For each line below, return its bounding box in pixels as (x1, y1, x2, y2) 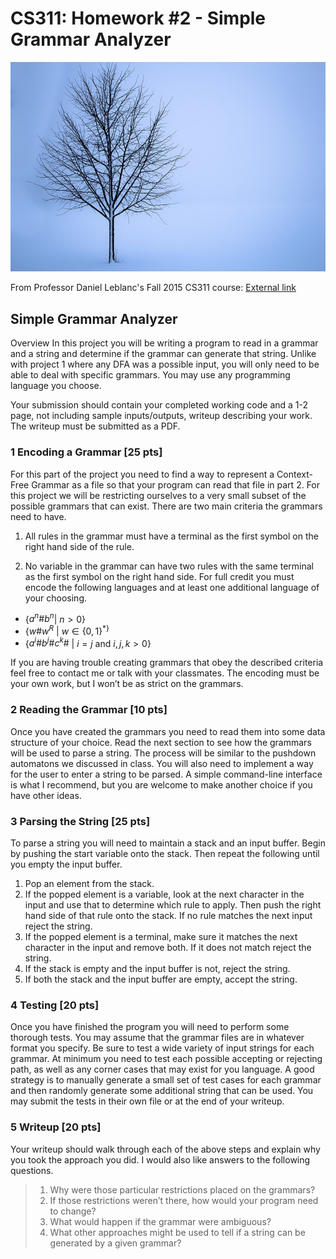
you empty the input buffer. (10, 858, 123, 871)
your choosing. (24, 592, 88, 604)
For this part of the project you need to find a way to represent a (10, 468, 275, 480)
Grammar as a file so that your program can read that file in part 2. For (31, 478, 321, 491)
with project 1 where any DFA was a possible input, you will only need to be (10, 358, 320, 371)
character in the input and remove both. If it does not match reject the (24, 942, 312, 954)
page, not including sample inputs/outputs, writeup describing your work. (10, 410, 313, 422)
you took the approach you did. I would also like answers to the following (10, 1153, 311, 1166)
